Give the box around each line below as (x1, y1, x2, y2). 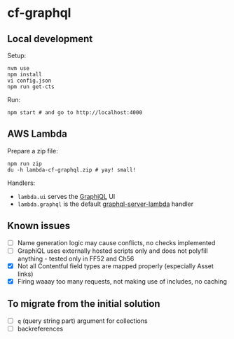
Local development (7, 33, 93, 45)
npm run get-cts (7, 83, 55, 90)
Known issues (7, 220, 71, 232)
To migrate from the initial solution (7, 298, 160, 310)
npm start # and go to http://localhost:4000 (7, 109, 142, 116)
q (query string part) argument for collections (17, 317, 149, 325)
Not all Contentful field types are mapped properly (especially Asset (17, 261, 214, 270)
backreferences (17, 324, 64, 333)
